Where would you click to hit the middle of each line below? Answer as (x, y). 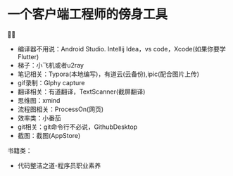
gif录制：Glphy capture (51, 82)
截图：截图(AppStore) (49, 135)
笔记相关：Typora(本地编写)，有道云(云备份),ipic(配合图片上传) (108, 74)
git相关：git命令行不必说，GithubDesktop (77, 127)
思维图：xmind (39, 100)
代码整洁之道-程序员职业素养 (59, 165)
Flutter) (28, 56)
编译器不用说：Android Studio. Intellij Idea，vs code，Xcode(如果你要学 (122, 49)
